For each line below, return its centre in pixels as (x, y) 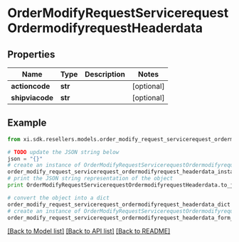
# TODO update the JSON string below (63, 152)
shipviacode (32, 98)
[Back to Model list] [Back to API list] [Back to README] (89, 231)
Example (27, 123)
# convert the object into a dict (59, 198)
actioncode (31, 86)
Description (105, 74)
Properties (31, 54)
